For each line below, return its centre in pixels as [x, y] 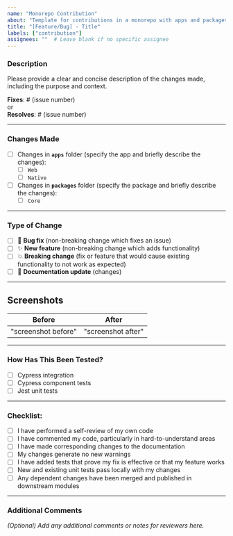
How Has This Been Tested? [55, 360]
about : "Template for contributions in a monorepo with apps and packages [118, 20]
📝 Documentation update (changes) [69, 271]
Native [37, 178]
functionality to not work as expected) [71, 264]
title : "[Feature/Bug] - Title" [54, 26]
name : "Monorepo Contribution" [52, 14]
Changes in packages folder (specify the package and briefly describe [116, 185]
